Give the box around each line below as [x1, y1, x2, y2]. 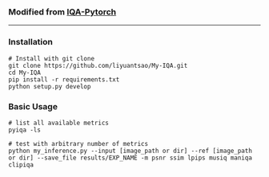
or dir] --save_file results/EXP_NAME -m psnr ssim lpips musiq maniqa [8, 154, 252, 162]
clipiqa [8, 160, 34, 169]
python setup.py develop [8, 82, 91, 90]
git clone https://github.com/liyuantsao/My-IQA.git [8, 61, 188, 69]
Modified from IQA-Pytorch [8, 6, 117, 18]
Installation [8, 37, 54, 48]
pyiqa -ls [8, 126, 42, 134]
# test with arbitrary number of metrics [8, 140, 149, 147]
